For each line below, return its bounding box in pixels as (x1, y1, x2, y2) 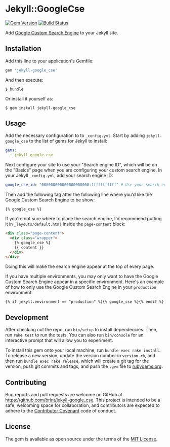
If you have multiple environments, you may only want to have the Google (5, 273, 158, 280)
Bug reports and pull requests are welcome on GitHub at (5, 391, 123, 397)
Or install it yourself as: (5, 95, 53, 101)
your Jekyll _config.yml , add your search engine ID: (5, 173, 113, 179)
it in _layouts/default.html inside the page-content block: (5, 221, 125, 227)
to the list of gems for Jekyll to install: (29, 138, 107, 144)
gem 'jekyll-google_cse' (5, 67, 58, 73)
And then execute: (5, 77, 44, 83)
